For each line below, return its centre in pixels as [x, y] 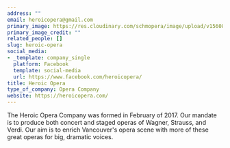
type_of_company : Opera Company [53, 89]
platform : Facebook [41, 64]
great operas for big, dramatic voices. [60, 137]
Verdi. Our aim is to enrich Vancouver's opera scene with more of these [108, 130]
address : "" [24, 13]
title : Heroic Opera [37, 83]
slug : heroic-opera [35, 45]
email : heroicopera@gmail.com [50, 20]
